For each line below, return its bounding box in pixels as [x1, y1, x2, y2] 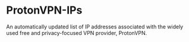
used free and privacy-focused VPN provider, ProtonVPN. [6, 29, 147, 36]
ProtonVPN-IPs [6, 4, 83, 17]
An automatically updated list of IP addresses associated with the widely [6, 23, 184, 30]
